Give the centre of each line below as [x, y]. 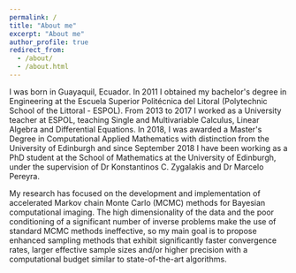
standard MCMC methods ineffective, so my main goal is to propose [133, 231]
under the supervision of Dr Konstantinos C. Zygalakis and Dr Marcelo [137, 167]
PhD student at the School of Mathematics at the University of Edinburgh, [143, 157]
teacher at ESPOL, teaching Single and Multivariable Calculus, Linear [134, 119]
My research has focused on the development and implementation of [135, 193]
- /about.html [43, 67]
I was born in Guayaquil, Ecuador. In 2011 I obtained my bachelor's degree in [148, 91]
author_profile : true [49, 42]
